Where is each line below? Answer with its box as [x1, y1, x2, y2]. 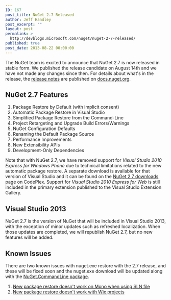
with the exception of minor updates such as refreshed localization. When [5, 223, 161, 230]
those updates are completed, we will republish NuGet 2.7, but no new [5, 229, 153, 235]
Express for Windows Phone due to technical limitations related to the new [5, 163, 162, 169]
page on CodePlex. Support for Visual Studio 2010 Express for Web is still [5, 179, 160, 185]
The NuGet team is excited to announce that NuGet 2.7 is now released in [5, 59, 160, 65]
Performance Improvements [12, 136, 72, 143]
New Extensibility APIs [12, 142, 60, 148]
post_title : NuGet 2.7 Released [5, 12, 74, 17]
